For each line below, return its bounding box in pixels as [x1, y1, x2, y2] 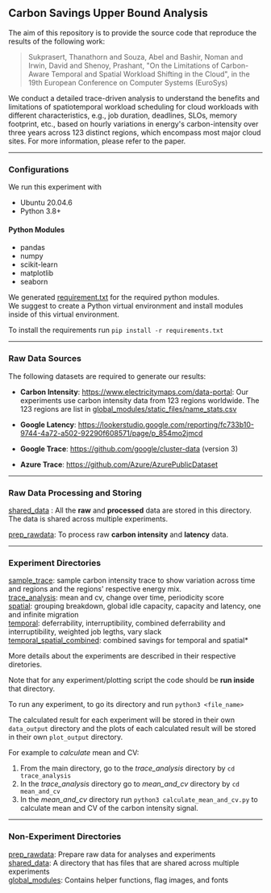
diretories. [8, 660, 43, 670]
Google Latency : [19, 419, 77, 430]
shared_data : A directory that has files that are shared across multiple [8, 858, 240, 867]
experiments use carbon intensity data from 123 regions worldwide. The [19, 395, 260, 405]
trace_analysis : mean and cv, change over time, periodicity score [8, 592, 224, 603]
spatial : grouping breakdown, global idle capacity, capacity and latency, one [8, 601, 261, 611]
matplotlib [19, 268, 54, 278]
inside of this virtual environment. [8, 309, 119, 319]
